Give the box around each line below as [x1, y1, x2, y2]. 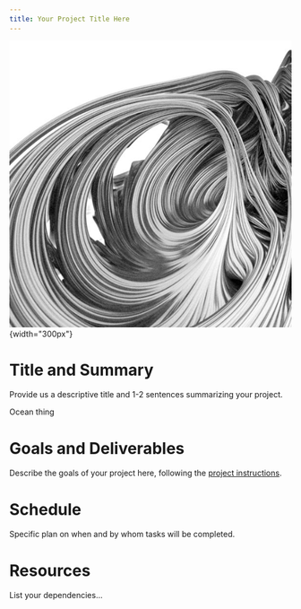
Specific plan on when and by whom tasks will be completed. [9, 529, 236, 540]
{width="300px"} [9, 328, 73, 339]
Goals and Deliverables [9, 438, 185, 458]
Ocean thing [9, 406, 56, 417]
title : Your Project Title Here [9, 14, 130, 23]
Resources [9, 561, 91, 580]
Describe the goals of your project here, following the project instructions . [9, 467, 282, 479]
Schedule [9, 499, 82, 519]
